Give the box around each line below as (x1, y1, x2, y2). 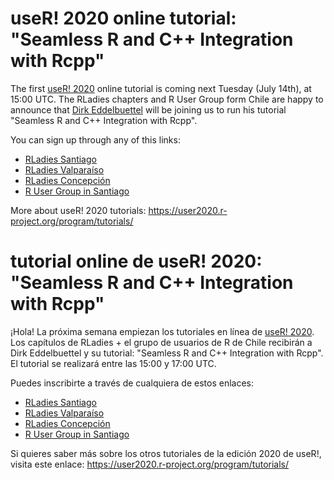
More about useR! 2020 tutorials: (10, 204, 147, 216)
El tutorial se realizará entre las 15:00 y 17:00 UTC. (10, 357, 217, 369)
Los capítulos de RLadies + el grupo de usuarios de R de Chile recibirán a (10, 336, 313, 348)
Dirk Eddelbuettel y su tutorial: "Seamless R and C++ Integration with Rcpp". (10, 347, 324, 359)
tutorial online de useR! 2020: (10, 250, 263, 273)
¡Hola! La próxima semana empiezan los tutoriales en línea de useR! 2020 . (10, 325, 315, 337)
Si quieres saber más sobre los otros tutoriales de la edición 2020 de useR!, (10, 447, 322, 459)
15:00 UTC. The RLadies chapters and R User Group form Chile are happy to (10, 93, 324, 105)
